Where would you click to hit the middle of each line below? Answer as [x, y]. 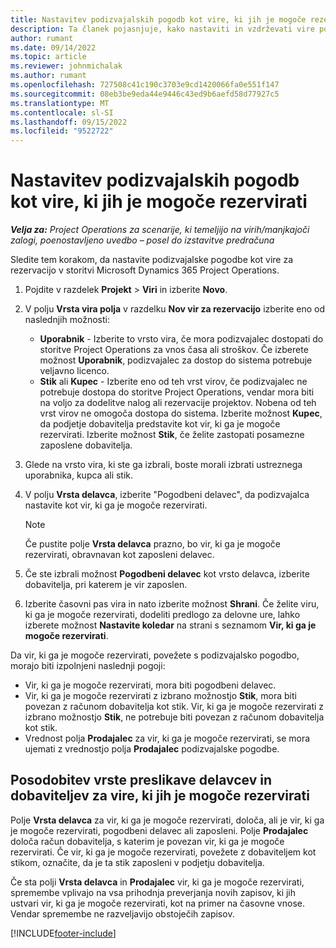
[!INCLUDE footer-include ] [63, 933]
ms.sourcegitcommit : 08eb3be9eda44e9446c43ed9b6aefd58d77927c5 [145, 94]
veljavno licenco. [74, 371]
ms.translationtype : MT [60, 103]
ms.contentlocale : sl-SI [62, 112]
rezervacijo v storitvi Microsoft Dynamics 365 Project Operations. [145, 270]
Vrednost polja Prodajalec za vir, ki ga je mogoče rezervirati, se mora [167, 738]
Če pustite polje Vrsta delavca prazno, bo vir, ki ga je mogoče [152, 544]
